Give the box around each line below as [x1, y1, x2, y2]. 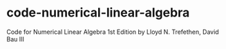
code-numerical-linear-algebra [6, 5, 190, 21]
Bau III [6, 35, 25, 43]
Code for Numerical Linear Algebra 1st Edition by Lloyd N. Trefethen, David [6, 28, 219, 36]
